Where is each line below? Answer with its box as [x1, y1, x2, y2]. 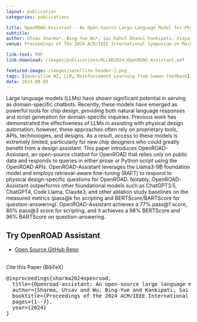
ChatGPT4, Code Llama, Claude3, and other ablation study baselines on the [6, 189, 189, 196]
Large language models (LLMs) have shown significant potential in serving [6, 95, 186, 102]
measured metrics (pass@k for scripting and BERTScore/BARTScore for [6, 194, 181, 202]
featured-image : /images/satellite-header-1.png [6, 68, 127, 73]
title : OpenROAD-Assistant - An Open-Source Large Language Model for [6, 25, 182, 31]
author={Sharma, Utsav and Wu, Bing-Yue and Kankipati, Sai [12, 287, 189, 294]
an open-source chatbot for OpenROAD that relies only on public [31, 151, 188, 158]
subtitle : [6, 30, 30, 36]
